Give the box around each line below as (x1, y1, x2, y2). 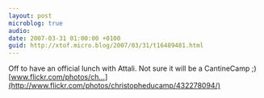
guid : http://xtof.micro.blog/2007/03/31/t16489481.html (8, 42, 204, 50)
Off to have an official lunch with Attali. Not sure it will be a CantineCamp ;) (8, 63, 257, 73)
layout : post (8, 11, 52, 20)
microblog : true (8, 19, 63, 27)
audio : (8, 27, 31, 35)
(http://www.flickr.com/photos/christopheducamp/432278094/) (8, 81, 220, 91)
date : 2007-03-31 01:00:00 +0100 (8, 34, 121, 43)
